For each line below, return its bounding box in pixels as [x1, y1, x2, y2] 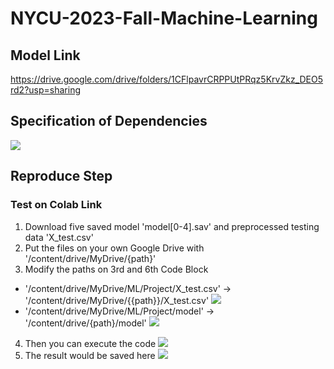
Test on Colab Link [10, 198, 103, 212]
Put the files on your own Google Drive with [24, 242, 205, 254]
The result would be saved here [24, 349, 156, 361]
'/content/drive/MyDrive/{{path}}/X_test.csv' [24, 294, 210, 306]
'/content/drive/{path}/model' [24, 317, 147, 329]
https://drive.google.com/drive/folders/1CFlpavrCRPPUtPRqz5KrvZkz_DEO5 [10, 73, 324, 85]
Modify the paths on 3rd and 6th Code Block [24, 263, 209, 275]
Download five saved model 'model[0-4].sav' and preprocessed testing [24, 220, 320, 232]
